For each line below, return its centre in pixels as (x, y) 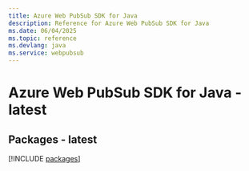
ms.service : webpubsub (46, 53)
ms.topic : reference (43, 38)
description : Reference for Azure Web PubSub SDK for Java (109, 23)
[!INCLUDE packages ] (44, 159)
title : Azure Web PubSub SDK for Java (73, 16)
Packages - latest (53, 139)
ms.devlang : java (37, 46)
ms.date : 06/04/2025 (43, 31)
